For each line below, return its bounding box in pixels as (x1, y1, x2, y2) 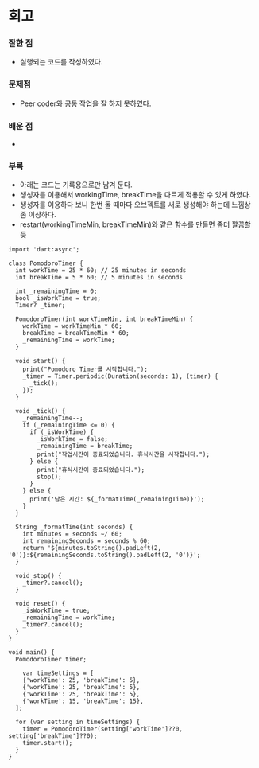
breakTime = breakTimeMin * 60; (22, 329, 129, 337)
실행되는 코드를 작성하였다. (19, 57, 103, 67)
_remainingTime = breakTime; (37, 442, 133, 450)
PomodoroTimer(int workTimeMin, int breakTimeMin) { (15, 315, 194, 323)
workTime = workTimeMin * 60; (22, 322, 123, 330)
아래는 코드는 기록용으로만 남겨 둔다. (19, 180, 133, 189)
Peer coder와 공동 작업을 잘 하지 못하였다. (19, 99, 152, 108)
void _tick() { (15, 407, 66, 415)
